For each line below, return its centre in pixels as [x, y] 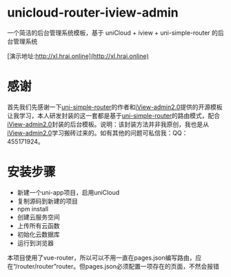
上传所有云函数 [38, 225]
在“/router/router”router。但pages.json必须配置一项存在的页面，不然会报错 [113, 266]
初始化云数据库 [38, 234]
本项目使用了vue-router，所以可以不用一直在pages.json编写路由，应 [104, 258]
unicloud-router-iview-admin [93, 13]
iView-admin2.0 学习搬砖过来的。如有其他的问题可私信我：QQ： [98, 133]
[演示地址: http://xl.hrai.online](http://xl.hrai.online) [78, 56]
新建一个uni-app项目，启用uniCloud [68, 192]
